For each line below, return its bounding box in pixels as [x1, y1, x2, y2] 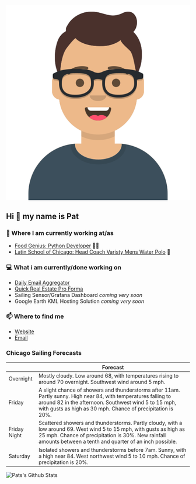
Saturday [8, 452, 30, 459]
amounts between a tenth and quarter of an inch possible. [38, 438, 177, 445]
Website [14, 328, 35, 335]
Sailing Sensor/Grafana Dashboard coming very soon [14, 291, 143, 298]
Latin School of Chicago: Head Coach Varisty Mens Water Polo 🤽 [14, 248, 171, 255]
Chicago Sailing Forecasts [6, 348, 82, 357]
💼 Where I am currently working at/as [6, 229, 114, 237]
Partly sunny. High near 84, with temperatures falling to [38, 393, 171, 400]
